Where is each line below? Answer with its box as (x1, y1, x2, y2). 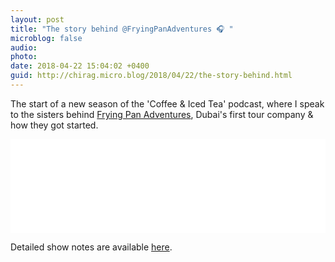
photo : (10, 52, 38, 62)
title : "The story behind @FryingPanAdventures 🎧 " (10, 24, 234, 34)
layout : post (10, 14, 65, 25)
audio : (10, 42, 38, 53)
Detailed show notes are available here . (10, 241, 173, 253)
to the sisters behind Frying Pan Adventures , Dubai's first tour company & (10, 108, 314, 120)
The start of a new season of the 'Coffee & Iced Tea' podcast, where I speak (10, 97, 325, 110)
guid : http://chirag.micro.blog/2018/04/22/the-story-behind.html (10, 71, 293, 81)
